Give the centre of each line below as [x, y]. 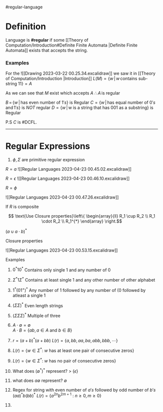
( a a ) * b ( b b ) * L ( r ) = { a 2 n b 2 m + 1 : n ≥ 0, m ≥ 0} [57, 396]
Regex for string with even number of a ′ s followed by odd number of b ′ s [84, 390]
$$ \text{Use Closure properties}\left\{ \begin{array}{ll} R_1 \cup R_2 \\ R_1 [82, 216]
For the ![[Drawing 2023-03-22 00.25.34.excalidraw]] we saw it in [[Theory [81, 73]
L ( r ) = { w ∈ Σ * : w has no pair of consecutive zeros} [64, 361]
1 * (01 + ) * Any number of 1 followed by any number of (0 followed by [79, 290]
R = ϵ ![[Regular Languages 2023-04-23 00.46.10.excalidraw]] [68, 178]
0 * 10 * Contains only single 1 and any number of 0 [61, 269]
